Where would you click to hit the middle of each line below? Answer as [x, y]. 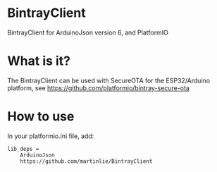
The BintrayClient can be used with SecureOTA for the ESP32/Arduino [108, 80]
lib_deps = [23, 149]
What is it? [39, 61]
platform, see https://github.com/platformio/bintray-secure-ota [99, 88]
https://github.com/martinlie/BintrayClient [86, 161]
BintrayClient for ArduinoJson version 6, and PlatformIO [88, 32]
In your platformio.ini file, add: [51, 136]
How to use [41, 117]
